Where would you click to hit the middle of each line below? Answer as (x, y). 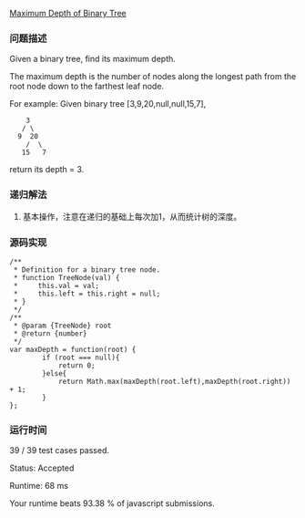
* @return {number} (51, 333)
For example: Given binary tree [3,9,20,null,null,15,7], (108, 104)
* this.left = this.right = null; (87, 294)
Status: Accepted (42, 468)
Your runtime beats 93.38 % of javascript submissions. (112, 503)
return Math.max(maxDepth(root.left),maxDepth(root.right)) (174, 381)
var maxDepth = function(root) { (73, 349)
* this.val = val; (56, 285)
